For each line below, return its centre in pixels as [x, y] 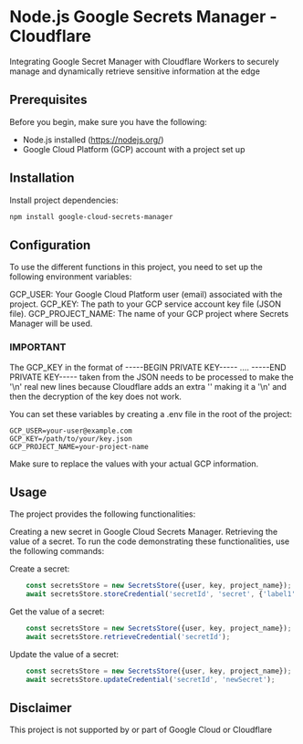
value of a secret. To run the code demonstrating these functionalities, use [150, 541]
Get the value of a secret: [57, 612]
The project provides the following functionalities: [103, 514]
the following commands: [57, 551]
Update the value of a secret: [64, 654]
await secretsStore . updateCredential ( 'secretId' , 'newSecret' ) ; [151, 679]
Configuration [50, 245]
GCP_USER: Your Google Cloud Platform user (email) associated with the [146, 295]
